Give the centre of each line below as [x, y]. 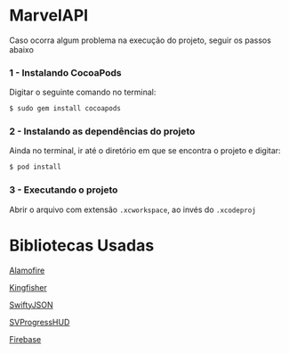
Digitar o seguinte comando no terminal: [83, 92]
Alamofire [27, 270]
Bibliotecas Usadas [82, 245]
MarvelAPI [49, 16]
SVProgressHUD [40, 322]
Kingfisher [28, 287]
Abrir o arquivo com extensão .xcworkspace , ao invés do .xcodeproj [132, 209]
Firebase [25, 339]
